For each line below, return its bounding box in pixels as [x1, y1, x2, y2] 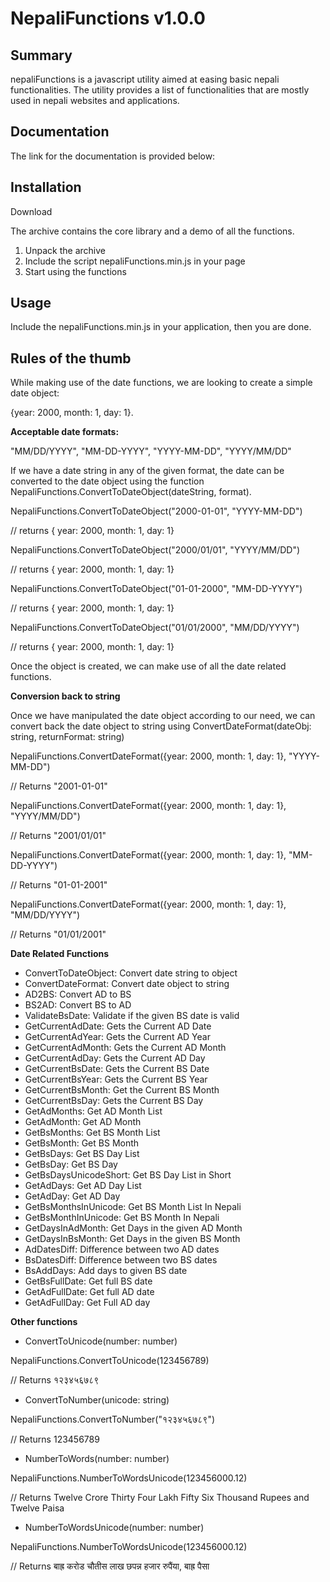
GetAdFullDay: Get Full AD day [24, 1297, 151, 1309]
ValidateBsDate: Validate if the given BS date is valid [24, 1010, 240, 1022]
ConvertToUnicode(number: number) [24, 1335, 178, 1347]
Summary [10, 47, 73, 64]
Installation [10, 179, 82, 196]
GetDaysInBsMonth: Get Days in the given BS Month [24, 1233, 241, 1245]
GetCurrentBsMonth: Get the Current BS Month [24, 1084, 220, 1096]
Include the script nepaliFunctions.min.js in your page [24, 255, 246, 267]
